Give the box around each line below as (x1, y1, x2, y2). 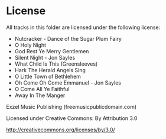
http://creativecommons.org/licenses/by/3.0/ (6, 126, 115, 133)
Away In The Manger (14, 92, 66, 99)
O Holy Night (14, 41, 46, 49)
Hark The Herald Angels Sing (14, 66, 86, 73)
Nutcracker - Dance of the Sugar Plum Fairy (14, 35, 122, 42)
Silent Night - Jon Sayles (14, 54, 76, 61)
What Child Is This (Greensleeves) (14, 60, 98, 67)
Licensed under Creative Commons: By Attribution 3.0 (6, 114, 138, 122)
